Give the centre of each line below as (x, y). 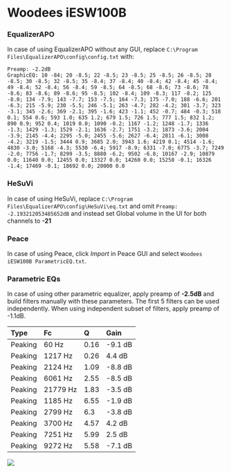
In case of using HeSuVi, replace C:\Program (70, 198)
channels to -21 (29, 221)
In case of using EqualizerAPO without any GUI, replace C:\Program (103, 49)
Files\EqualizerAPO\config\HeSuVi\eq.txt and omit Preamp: (93, 206)
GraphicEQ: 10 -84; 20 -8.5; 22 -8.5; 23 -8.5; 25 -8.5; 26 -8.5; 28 (110, 75)
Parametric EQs (34, 279)
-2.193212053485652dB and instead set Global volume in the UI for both (107, 213)
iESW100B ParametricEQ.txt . (47, 261)
